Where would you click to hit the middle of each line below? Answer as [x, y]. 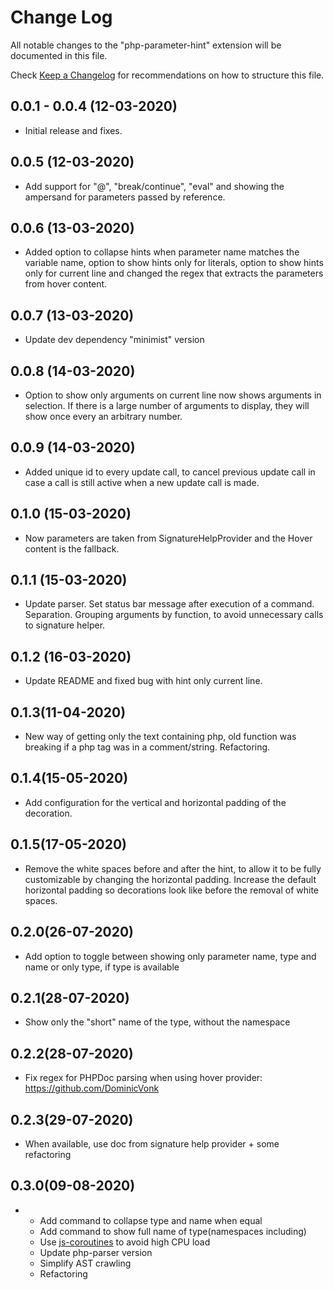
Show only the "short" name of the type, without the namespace [157, 1022]
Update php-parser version [96, 1252]
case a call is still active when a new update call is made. [142, 482]
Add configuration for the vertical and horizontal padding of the [155, 802]
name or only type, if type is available [102, 967]
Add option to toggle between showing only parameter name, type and [170, 956]
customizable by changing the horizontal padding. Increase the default [170, 879]
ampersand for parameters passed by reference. [125, 197]
